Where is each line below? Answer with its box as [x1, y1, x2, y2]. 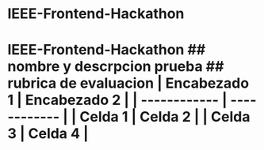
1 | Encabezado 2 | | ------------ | [7, 92, 228, 109]
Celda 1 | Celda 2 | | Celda [79, 108, 251, 126]
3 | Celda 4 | [7, 125, 89, 143]
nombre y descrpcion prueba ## [7, 58, 224, 76]
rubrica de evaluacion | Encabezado [7, 74, 250, 92]
